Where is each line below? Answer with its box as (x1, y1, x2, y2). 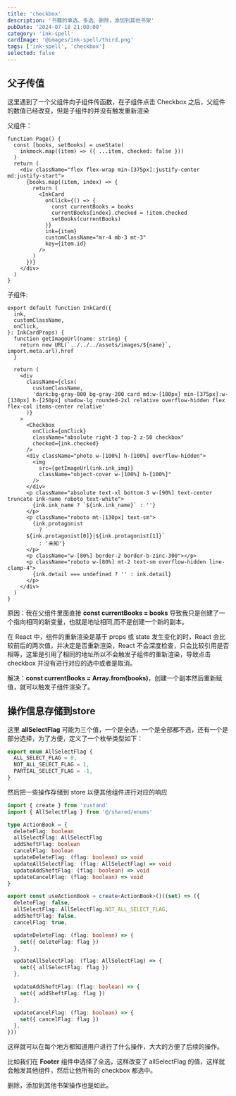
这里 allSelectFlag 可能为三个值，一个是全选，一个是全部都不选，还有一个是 (7, 725, 229, 733)
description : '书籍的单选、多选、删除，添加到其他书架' (7, 17, 155, 24)
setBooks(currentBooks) (51, 216, 121, 223)
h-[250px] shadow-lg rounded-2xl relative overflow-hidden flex (32, 397, 225, 404)
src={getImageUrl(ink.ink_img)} (38, 464, 134, 472)
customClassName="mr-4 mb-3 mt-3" (44, 234, 147, 241)
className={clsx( (25, 378, 77, 385)
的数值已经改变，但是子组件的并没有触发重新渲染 (7, 106, 149, 115)
